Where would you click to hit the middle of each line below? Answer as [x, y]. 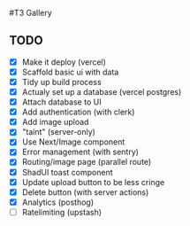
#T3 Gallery [31, 13]
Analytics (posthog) [58, 202]
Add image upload [55, 122]
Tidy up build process [61, 82]
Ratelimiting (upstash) [62, 212]
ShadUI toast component [67, 172]
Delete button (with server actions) [85, 192]
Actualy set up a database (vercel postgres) [102, 92]
